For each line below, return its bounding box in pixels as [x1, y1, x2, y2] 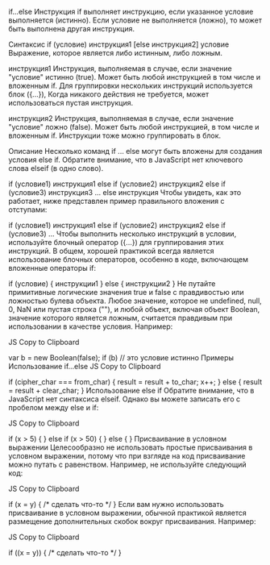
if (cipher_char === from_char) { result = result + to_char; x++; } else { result [8, 377, 263, 386]
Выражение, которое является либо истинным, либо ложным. [8, 48, 223, 57]
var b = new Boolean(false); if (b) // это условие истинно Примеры [8, 353, 235, 362]
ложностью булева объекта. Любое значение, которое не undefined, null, [8, 296, 262, 305]
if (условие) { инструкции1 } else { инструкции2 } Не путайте [8, 279, 216, 289]
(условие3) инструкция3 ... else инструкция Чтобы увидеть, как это [8, 188, 242, 197]
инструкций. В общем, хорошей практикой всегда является [8, 246, 215, 255]
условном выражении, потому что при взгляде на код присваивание [8, 451, 246, 460]
